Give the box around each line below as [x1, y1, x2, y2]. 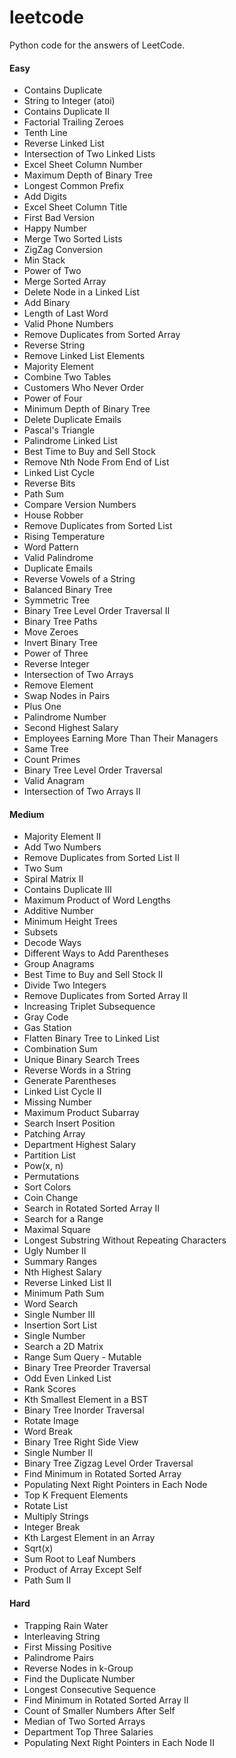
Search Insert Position [23, 1117, 116, 1130]
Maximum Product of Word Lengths [23, 894, 171, 906]
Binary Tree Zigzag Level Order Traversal [23, 1457, 194, 1470]
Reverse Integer [23, 658, 90, 670]
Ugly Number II [23, 1245, 87, 1257]
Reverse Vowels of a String [23, 573, 136, 585]
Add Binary [23, 297, 71, 309]
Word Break [23, 1426, 73, 1438]
